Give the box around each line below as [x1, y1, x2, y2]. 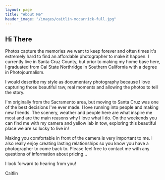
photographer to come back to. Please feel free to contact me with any [5, 146, 150, 152]
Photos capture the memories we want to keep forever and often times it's [5, 48, 157, 54]
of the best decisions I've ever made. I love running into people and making [5, 104, 159, 110]
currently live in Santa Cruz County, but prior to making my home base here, [5, 59, 161, 65]
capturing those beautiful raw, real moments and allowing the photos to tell [5, 84, 158, 90]
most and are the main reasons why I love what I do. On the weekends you [5, 115, 157, 121]
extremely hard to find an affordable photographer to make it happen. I [5, 53, 150, 60]
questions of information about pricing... [5, 151, 88, 157]
